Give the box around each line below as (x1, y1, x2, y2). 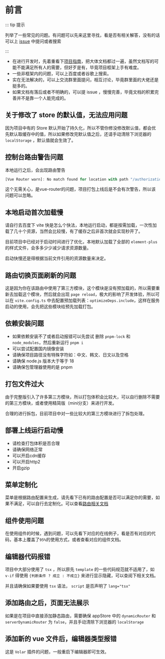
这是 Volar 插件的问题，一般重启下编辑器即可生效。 (5, 649, 109, 655)
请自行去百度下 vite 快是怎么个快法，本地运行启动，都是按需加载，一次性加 (5, 222, 157, 228)
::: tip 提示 (5, 22, 26, 28)
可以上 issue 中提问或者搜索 (5, 38, 61, 44)
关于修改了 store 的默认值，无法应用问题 (5, 111, 128, 120)
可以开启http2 (12, 458, 41, 465)
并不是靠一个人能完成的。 (16, 95, 69, 101)
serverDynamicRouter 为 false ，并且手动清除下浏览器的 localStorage (5, 619, 144, 625)
